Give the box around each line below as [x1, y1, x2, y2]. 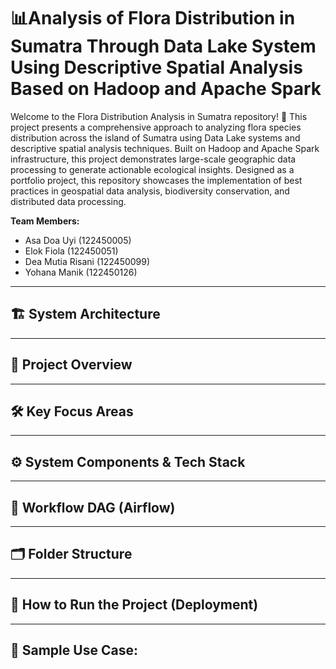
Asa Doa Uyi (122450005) [24, 234, 132, 246]
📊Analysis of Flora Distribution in [10, 7, 296, 30]
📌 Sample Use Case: [10, 642, 138, 659]
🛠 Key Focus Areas [10, 403, 134, 420]
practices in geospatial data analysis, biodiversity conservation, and [10, 185, 290, 197]
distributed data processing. [10, 195, 127, 207]
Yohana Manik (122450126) [24, 266, 138, 278]
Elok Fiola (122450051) [24, 245, 119, 257]
